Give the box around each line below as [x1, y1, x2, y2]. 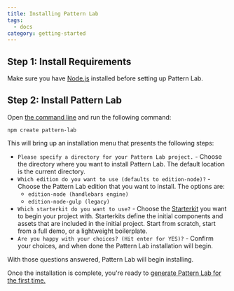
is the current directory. [17, 167, 86, 176]
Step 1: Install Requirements [7, 55, 132, 67]
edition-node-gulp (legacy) [27, 198, 110, 205]
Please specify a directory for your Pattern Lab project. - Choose [17, 152, 222, 161]
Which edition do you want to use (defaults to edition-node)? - [17, 174, 211, 183]
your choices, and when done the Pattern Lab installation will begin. [17, 241, 214, 250]
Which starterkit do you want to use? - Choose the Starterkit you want [17, 204, 227, 213]
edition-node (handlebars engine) [27, 190, 129, 198]
